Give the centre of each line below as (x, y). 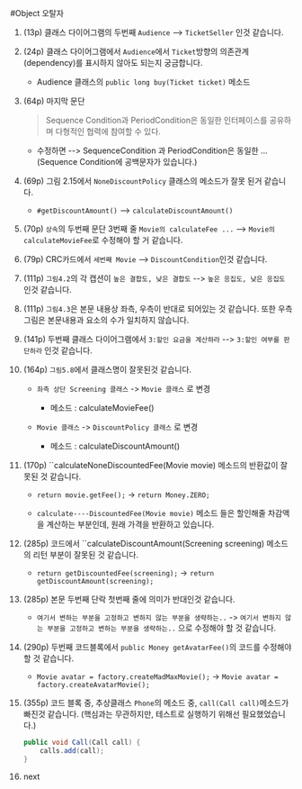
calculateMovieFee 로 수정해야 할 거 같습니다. (103, 240)
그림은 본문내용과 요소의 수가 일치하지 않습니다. (106, 320)
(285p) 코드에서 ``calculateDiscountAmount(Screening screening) (144, 544)
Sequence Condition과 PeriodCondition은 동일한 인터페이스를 (156, 120)
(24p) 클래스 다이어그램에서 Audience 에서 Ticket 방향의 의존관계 (136, 51)
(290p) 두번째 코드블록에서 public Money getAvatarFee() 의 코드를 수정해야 (157, 647)
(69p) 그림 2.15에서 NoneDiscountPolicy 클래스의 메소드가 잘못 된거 (142, 181)
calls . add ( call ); (72, 750)
